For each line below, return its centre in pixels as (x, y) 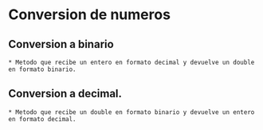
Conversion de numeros (90, 15)
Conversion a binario (61, 44)
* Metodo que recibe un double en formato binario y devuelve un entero (131, 112)
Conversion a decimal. (65, 94)
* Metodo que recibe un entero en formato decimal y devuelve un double (131, 62)
